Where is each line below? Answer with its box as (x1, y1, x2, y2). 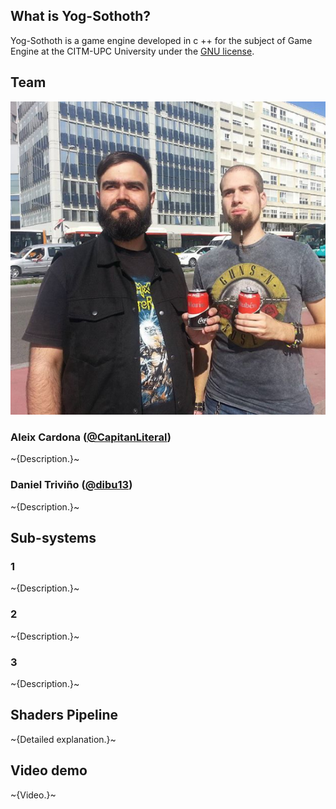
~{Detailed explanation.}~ (10, 733, 117, 745)
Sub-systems (10, 530, 97, 547)
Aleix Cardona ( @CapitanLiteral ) (10, 430, 172, 444)
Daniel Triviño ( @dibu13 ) (10, 478, 133, 492)
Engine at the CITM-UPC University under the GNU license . (10, 45, 255, 57)
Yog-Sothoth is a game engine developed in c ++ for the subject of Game (10, 34, 313, 46)
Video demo (10, 762, 88, 779)
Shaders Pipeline (10, 707, 119, 724)
